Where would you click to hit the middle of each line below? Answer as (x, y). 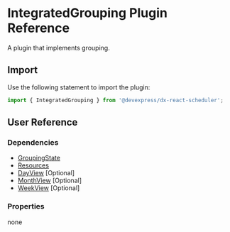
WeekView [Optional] (49, 188)
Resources (33, 165)
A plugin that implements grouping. (59, 48)
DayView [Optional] (46, 173)
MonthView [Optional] (50, 181)
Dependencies (33, 142)
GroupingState (39, 158)
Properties (26, 206)
